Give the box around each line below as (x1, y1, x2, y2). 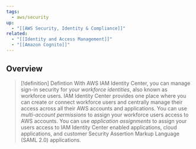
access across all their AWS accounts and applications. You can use (20, 104, 188, 112)
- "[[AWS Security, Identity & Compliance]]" (11, 25, 126, 31)
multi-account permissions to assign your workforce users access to (20, 111, 189, 118)
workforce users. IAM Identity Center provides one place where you (20, 92, 187, 99)
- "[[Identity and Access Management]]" (11, 36, 113, 42)
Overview (6, 64, 43, 74)
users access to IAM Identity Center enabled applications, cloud (20, 123, 177, 131)
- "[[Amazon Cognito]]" (11, 42, 70, 48)
